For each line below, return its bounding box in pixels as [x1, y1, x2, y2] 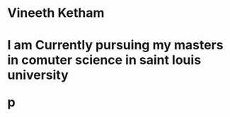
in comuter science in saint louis [7, 52, 202, 68]
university [7, 67, 69, 83]
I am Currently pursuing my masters [7, 37, 224, 54]
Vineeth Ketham [7, 5, 105, 21]
